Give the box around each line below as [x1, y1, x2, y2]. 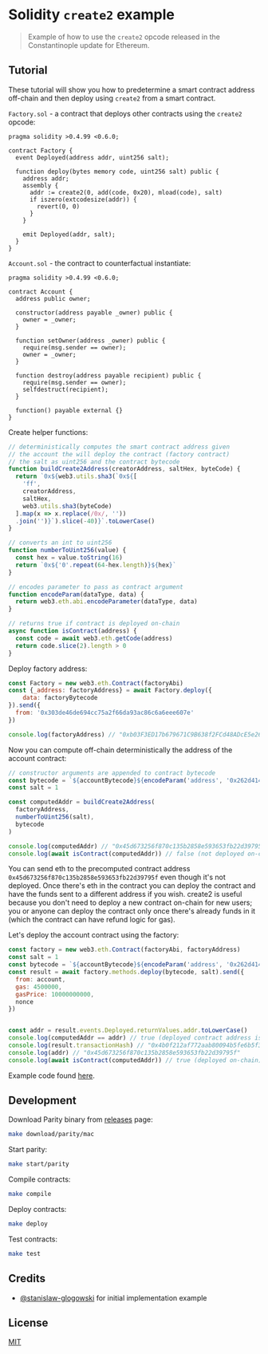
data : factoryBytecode [22, 694, 98, 702]
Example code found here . [8, 1071, 96, 1080]
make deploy [8, 1220, 48, 1228]
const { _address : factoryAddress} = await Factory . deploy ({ [8, 686, 213, 695]
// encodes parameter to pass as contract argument [8, 582, 183, 591]
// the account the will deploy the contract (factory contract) [8, 450, 230, 458]
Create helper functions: [8, 427, 89, 436]
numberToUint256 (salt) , [15, 813, 94, 821]
